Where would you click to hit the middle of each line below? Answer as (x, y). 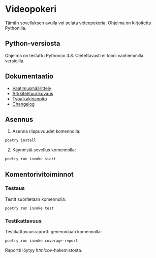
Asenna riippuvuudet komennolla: (46, 131)
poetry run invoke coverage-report (42, 241)
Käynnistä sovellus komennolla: (44, 150)
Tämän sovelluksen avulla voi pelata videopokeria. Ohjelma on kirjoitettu (78, 23)
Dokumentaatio (29, 76)
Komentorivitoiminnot (39, 174)
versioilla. (15, 61)
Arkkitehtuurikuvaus (32, 93)
